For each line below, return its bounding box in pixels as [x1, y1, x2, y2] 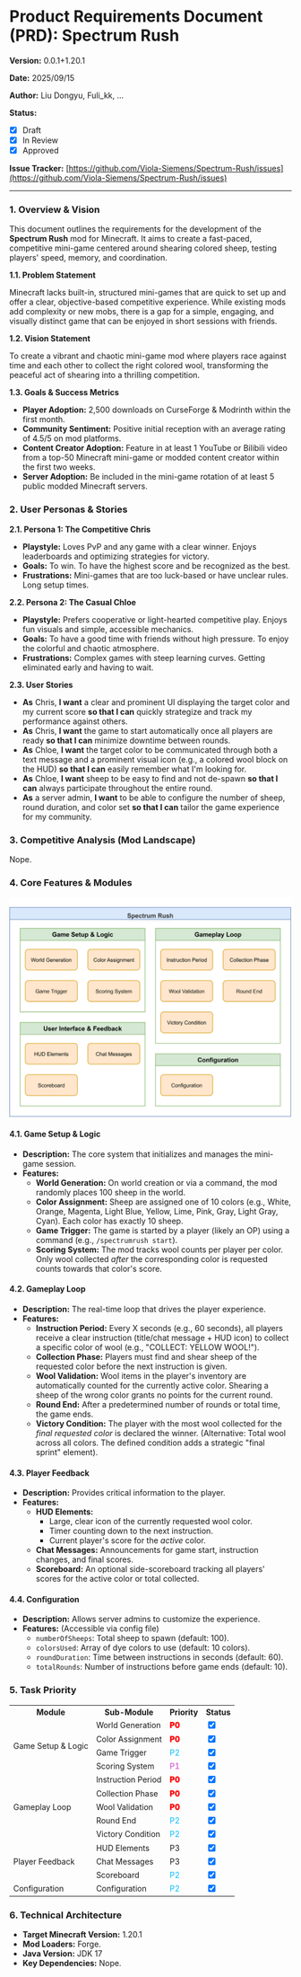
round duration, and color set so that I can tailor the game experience [21, 801, 279, 812]
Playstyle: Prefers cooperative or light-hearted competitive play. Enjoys [21, 613, 288, 625]
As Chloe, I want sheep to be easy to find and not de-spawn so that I [21, 772, 279, 783]
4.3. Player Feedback [9, 1467, 90, 1478]
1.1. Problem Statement [9, 269, 96, 280]
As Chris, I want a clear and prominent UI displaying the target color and [21, 696, 290, 707]
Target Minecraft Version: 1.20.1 [21, 1929, 142, 1940]
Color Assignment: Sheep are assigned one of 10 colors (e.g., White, [35, 1196, 291, 1207]
